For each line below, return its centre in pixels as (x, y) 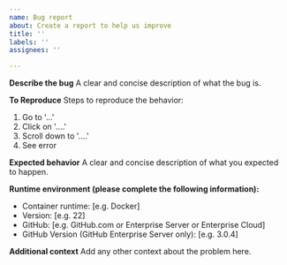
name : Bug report (41, 17)
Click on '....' (44, 127)
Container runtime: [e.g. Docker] (81, 206)
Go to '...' (38, 117)
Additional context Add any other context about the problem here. (130, 252)
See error (39, 146)
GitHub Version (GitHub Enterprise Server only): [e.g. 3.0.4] (130, 234)
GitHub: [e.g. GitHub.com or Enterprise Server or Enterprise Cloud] (143, 225)
